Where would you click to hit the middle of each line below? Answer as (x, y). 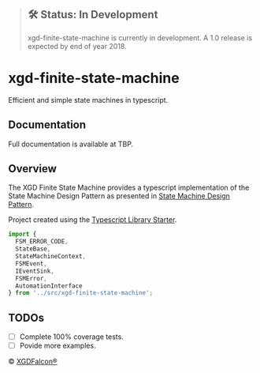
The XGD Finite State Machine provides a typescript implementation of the (129, 188)
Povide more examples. (58, 346)
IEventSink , (35, 271)
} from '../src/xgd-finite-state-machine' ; (81, 293)
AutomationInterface (49, 286)
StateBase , (33, 249)
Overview (33, 169)
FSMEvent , (31, 264)
